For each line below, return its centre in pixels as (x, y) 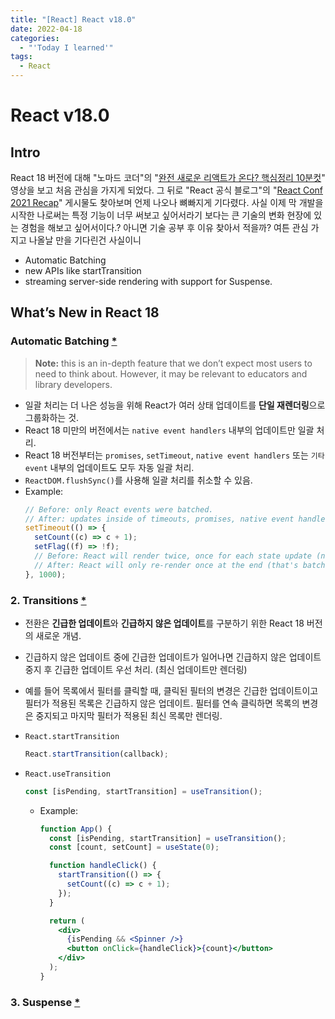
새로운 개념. (58, 635)
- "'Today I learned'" (66, 47)
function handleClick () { (102, 866)
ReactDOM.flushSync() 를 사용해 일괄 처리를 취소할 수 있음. (138, 480)
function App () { (76, 829)
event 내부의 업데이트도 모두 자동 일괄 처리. (109, 467)
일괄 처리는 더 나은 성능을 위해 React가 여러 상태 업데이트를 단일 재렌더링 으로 (175, 405)
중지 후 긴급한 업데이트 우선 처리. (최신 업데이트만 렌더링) (136, 669)
